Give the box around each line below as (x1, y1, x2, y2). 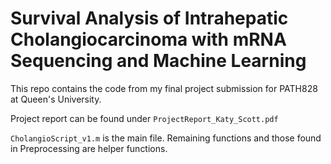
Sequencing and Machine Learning (10, 50, 307, 72)
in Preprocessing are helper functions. (10, 142, 168, 154)
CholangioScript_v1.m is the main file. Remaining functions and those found (10, 132, 322, 144)
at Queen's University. (10, 93, 102, 105)
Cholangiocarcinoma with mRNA (10, 28, 287, 51)
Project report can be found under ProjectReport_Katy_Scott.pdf (10, 112, 279, 124)
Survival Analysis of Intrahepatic (10, 7, 289, 30)
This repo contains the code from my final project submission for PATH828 (10, 82, 318, 94)
